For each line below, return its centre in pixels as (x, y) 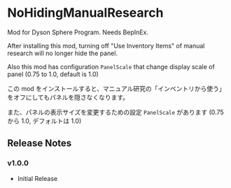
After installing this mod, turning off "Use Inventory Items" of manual (106, 45)
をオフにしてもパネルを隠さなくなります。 (68, 97)
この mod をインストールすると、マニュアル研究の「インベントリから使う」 (116, 88)
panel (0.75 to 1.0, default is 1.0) (53, 74)
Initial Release (37, 178)
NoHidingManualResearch (85, 13)
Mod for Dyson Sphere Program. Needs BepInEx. (78, 32)
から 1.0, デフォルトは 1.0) (44, 121)
